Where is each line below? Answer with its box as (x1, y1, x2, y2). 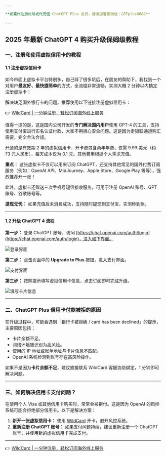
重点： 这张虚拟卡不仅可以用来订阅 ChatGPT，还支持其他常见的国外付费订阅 (5, 162, 161, 167)
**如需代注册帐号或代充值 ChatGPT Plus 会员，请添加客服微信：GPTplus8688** (5, 11, 151, 16)
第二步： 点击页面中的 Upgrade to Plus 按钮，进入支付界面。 (5, 257, 129, 263)
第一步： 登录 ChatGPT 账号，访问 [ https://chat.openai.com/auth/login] (5, 230, 150, 236)
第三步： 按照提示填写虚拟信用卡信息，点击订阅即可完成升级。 (5, 278, 132, 284)
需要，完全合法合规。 (5, 134, 48, 140)
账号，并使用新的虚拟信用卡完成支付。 (12, 430, 90, 436)
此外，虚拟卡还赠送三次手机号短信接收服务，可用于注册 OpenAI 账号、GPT (5, 184, 157, 190)
